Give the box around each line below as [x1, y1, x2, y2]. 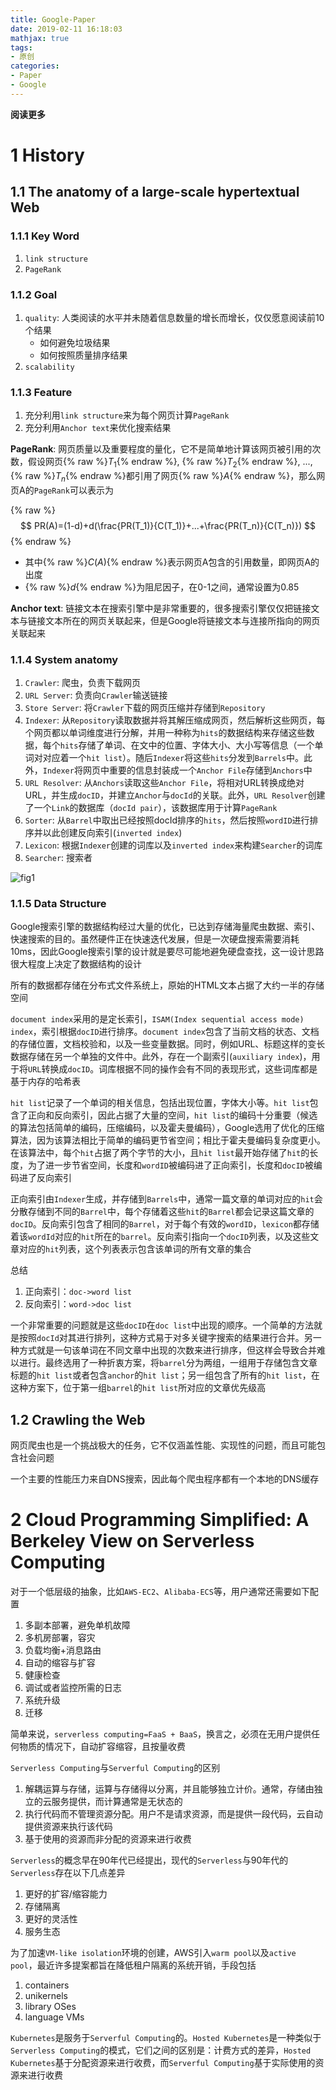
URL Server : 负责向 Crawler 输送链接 [24, 689, 168, 701]
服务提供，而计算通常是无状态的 [51, 1796, 183, 1808]
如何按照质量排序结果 [39, 349, 128, 361]
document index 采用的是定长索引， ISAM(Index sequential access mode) [10, 1013, 305, 1025]
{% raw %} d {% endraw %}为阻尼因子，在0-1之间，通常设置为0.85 [24, 581, 300, 593]
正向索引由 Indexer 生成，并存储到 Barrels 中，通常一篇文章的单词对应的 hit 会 [10, 1193, 323, 1205]
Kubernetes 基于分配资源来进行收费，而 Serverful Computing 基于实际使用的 [10, 2057, 316, 2069]
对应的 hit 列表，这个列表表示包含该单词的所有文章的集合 [18, 1243, 252, 1255]
